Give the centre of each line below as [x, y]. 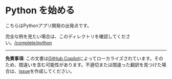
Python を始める [40, 10]
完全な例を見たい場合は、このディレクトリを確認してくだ [66, 36]
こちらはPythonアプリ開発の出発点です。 [49, 25]
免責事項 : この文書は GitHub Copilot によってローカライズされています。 [80, 58]
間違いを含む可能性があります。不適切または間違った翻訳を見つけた [90, 65]
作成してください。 [54, 71]
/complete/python [33, 43]
